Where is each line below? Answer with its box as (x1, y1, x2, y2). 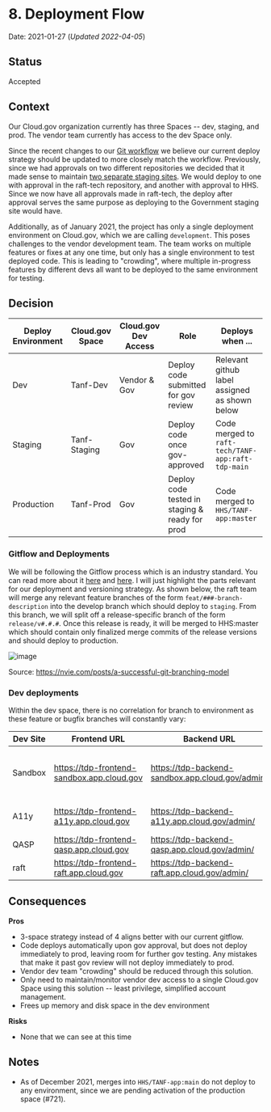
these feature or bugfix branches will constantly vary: (8, 713, 186, 724)
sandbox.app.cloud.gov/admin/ (150, 772, 269, 783)
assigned (215, 385, 250, 396)
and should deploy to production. (8, 636, 119, 645)
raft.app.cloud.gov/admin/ (150, 867, 248, 878)
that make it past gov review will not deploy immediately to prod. (19, 958, 235, 967)
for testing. (8, 273, 45, 283)
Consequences (8, 894, 87, 908)
